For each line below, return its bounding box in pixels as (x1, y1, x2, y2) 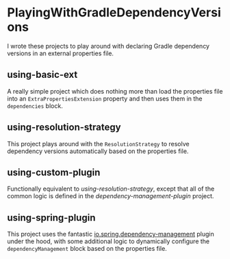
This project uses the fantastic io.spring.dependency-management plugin (7, 230, 214, 238)
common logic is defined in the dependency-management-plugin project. (7, 192, 214, 200)
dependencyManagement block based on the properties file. (7, 245, 168, 253)
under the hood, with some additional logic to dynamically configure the (7, 237, 210, 245)
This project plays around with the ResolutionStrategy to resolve (7, 139, 190, 148)
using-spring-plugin (7, 212, 96, 223)
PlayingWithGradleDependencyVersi (7, 5, 221, 21)
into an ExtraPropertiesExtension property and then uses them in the (7, 94, 203, 103)
